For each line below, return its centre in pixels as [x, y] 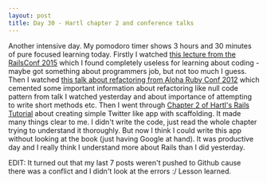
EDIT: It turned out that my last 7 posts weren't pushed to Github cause [125, 162]
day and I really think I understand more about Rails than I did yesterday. [127, 147]
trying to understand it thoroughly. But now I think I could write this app [125, 130]
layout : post [30, 16]
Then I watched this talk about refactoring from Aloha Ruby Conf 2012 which [134, 80]
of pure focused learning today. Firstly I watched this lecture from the [122, 54]
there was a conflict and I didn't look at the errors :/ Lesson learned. [120, 171]
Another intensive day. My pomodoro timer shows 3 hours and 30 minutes [130, 45]
